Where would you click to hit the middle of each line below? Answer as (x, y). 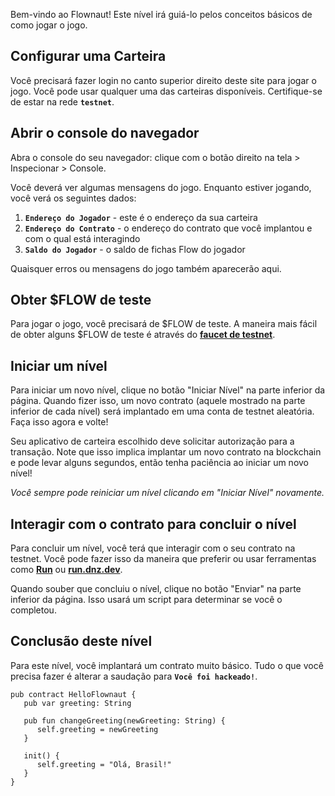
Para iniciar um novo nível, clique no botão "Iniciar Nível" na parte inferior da (168, 390)
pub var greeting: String (77, 703)
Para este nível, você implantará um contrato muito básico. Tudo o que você (167, 665)
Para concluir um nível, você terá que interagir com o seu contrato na (153, 548)
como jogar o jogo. (49, 25)
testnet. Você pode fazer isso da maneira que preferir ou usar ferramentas (163, 559)
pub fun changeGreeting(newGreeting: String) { (124, 720)
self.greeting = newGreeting (97, 729)
